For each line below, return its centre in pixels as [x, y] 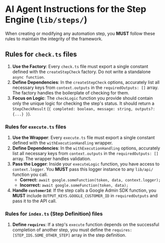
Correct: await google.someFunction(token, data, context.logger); [90, 180]
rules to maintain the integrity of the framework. [54, 39]
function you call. [30, 174]
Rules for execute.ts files [36, 127]
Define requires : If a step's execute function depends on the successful [86, 225]
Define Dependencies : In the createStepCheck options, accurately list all [86, 82]
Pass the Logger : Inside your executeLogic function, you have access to [86, 164]
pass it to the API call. [34, 201]
